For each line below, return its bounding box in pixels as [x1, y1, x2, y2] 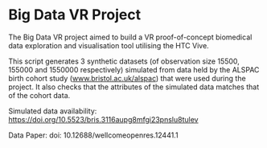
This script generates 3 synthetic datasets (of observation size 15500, [8, 56, 240, 66]
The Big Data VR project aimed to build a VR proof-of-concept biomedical [8, 32, 253, 42]
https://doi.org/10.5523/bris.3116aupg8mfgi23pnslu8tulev [8, 114, 199, 124]
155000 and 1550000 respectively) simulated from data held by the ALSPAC [8, 64, 260, 74]
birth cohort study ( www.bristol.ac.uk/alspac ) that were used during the [8, 73, 247, 83]
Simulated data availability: [8, 106, 97, 116]
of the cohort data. [8, 90, 71, 100]
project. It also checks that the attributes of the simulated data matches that [8, 82, 260, 92]
